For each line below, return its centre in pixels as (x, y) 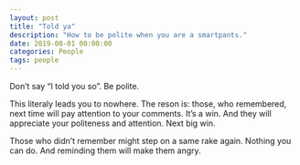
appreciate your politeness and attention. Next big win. (113, 123)
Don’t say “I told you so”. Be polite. (75, 86)
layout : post (34, 18)
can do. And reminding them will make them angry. (105, 150)
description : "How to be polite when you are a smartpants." (129, 35)
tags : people (34, 60)
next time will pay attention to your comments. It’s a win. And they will (140, 113)
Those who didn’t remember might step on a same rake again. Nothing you (150, 141)
